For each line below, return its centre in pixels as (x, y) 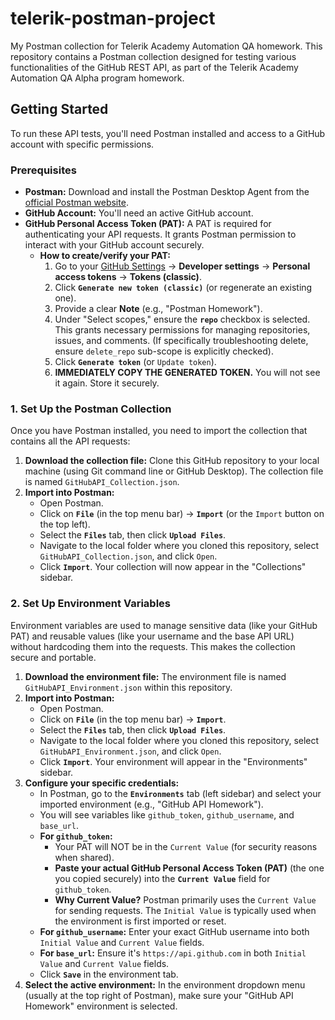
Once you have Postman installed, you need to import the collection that (159, 431)
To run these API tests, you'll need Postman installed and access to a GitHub (168, 133)
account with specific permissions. (82, 144)
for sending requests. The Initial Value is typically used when (185, 910)
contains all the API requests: (70, 441)
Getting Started (59, 109)
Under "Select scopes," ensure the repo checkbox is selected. (182, 319)
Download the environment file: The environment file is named (155, 676)
